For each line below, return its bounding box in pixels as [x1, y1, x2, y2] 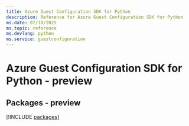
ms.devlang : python [6, 31, 54, 37]
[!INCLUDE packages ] [6, 114, 60, 120]
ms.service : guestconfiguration [6, 36, 86, 42]
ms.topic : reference [6, 25, 57, 31]
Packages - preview [6, 98, 81, 108]
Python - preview [6, 75, 93, 88]
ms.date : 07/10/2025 [6, 20, 57, 25]
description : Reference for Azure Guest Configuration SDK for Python [6, 14, 184, 20]
